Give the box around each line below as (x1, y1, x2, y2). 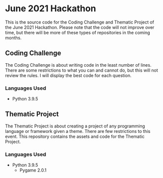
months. (5, 35, 22, 41)
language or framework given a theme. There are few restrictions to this (5, 128, 151, 134)
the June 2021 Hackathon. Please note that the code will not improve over (5, 24, 155, 30)
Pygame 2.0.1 (19, 167, 47, 173)
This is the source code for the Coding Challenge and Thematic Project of (5, 19, 155, 25)
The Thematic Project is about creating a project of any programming (5, 123, 145, 129)
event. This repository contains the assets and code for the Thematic (5, 133, 145, 139)
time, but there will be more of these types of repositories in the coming (5, 29, 150, 35)
